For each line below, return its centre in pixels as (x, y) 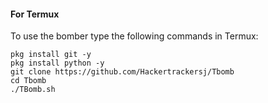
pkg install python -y (57, 63)
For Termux (35, 14)
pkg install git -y (51, 55)
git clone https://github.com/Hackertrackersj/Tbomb (122, 72)
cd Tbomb (28, 81)
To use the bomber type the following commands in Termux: (134, 36)
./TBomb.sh (33, 90)
